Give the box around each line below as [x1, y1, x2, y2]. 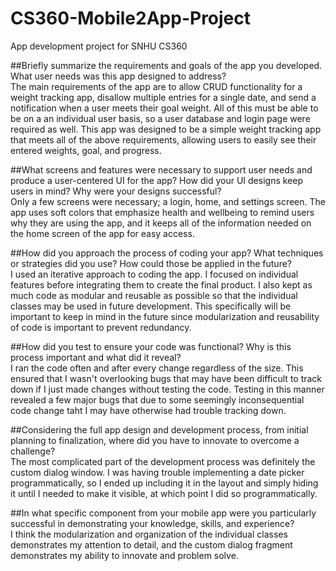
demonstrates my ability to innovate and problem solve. [10, 549, 239, 561]
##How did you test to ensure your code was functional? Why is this [10, 340, 292, 352]
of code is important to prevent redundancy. [10, 321, 192, 333]
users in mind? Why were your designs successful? [10, 185, 222, 197]
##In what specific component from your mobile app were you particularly [10, 507, 317, 519]
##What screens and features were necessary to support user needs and [10, 163, 313, 176]
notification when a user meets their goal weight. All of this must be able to [10, 102, 319, 114]
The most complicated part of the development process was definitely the [10, 455, 316, 467]
